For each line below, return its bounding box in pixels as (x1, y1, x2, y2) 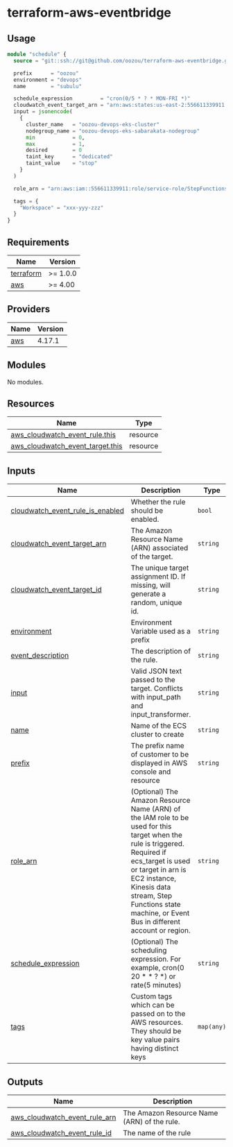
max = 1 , (25, 140, 85, 147)
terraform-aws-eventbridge (7, 5, 172, 21)
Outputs (7, 1076, 44, 1087)
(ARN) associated (130, 543, 189, 553)
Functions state (130, 900, 182, 910)
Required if (130, 848, 166, 858)
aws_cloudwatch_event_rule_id (10, 1128, 112, 1137)
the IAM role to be (130, 813, 189, 823)
